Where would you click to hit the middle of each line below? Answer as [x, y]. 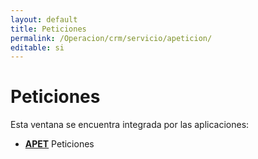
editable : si [37, 47]
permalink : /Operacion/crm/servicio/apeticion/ [111, 38]
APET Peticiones [59, 144]
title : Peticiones [48, 29]
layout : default [44, 19]
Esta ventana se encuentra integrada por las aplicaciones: [130, 125]
